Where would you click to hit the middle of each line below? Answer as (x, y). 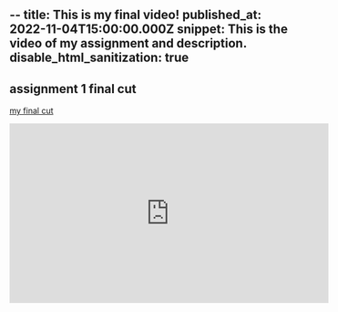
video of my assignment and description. (128, 43)
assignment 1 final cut (73, 89)
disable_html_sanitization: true (99, 58)
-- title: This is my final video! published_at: (136, 15)
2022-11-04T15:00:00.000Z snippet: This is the (149, 30)
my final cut (31, 111)
